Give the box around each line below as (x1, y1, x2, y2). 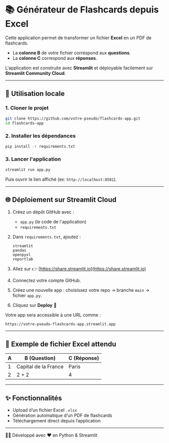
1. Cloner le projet (5, 104, 49, 112)
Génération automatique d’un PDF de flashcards (12, 412, 112, 418)
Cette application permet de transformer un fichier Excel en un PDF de (5, 35, 152, 41)
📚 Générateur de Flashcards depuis (5, 4, 159, 16)
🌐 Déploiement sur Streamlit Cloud (5, 195, 117, 204)
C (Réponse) (68, 355, 100, 362)
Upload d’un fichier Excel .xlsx (12, 407, 77, 413)
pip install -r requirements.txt (5, 144, 75, 149)
